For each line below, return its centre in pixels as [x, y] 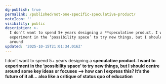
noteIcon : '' [19, 19]
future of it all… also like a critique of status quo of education [69, 76]
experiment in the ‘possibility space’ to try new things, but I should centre [82, 66]
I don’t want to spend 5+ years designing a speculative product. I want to [80, 60]
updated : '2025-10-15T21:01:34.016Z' [44, 46]
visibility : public [25, 23]
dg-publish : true [23, 10]
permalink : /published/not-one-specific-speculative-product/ [70, 14]
